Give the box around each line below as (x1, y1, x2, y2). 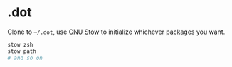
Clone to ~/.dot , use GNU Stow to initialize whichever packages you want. (7, 28, 226, 36)
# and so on (7, 54, 43, 61)
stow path (7, 47, 37, 55)
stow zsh (7, 41, 33, 48)
